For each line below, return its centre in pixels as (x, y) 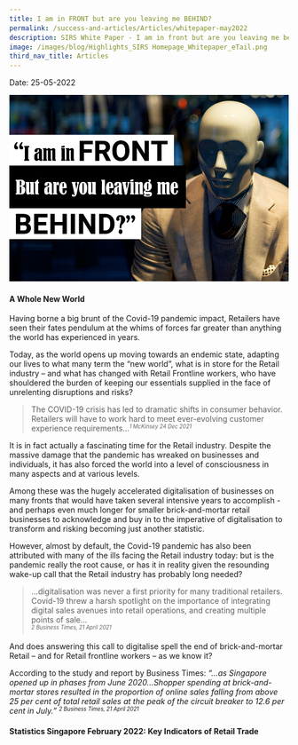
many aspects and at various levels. (74, 474)
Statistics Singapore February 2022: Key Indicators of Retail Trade (134, 732)
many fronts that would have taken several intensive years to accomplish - (145, 501)
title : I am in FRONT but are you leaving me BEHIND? (111, 19)
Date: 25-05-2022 (43, 83)
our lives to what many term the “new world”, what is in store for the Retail (144, 364)
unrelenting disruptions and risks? (71, 392)
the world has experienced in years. (74, 337)
